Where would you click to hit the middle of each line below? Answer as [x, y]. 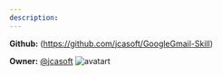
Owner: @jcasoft [42, 61]
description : [34, 18]
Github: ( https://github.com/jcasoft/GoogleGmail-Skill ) [111, 43]
